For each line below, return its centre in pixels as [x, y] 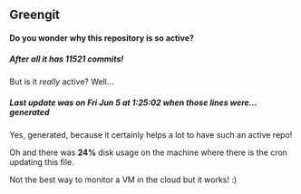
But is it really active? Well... [62, 82]
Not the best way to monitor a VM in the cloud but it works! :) [123, 179]
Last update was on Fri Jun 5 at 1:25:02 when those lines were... [133, 102]
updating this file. [42, 161]
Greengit [35, 15]
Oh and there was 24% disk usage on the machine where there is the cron [149, 152]
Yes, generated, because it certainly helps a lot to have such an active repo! [151, 134]
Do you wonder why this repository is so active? [102, 38]
